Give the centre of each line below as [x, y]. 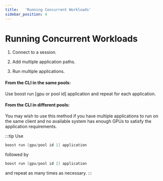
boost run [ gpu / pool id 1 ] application [46, 145]
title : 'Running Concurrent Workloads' [48, 10]
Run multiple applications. [38, 72]
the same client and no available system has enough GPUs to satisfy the [78, 121]
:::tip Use [14, 136]
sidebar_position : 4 [26, 14]
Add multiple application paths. [44, 62]
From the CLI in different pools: [37, 105]
